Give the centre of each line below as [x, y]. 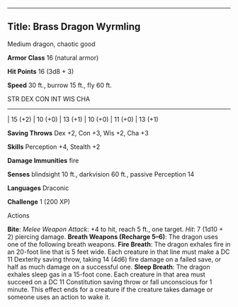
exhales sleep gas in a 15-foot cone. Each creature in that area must [106, 274]
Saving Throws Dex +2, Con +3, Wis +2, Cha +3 [78, 133]
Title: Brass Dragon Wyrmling [74, 27]
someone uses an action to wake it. [59, 297]
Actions [18, 215]
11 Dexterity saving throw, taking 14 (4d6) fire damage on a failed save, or [114, 259]
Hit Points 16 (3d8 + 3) [41, 71]
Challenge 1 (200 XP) [39, 201]
